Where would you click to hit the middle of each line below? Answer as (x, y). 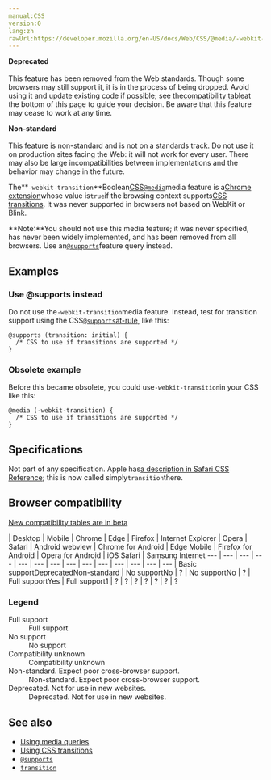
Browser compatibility (65, 503)
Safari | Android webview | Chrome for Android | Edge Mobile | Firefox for (130, 546)
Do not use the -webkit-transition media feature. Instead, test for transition (133, 311)
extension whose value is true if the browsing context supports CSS (118, 196)
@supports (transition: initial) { (68, 335)
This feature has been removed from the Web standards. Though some (126, 78)
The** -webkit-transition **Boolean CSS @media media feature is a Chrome (130, 188)
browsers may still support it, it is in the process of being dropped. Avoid (129, 87)
